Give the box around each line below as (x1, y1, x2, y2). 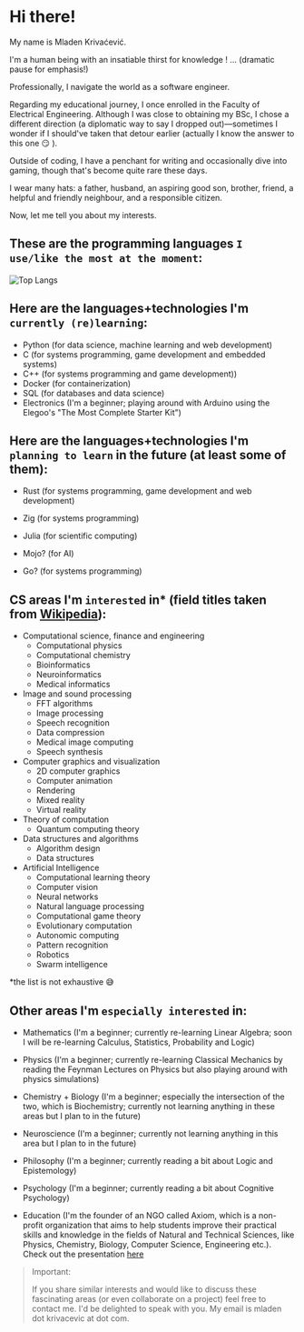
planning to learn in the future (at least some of (9, 447, 287, 463)
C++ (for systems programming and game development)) (22, 368, 238, 379)
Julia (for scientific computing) (22, 530, 138, 542)
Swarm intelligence (35, 959, 109, 970)
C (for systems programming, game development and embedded (22, 348, 266, 360)
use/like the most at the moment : (9, 250, 203, 265)
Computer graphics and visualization (22, 756, 161, 767)
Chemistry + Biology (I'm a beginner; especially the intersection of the (22, 1091, 285, 1102)
